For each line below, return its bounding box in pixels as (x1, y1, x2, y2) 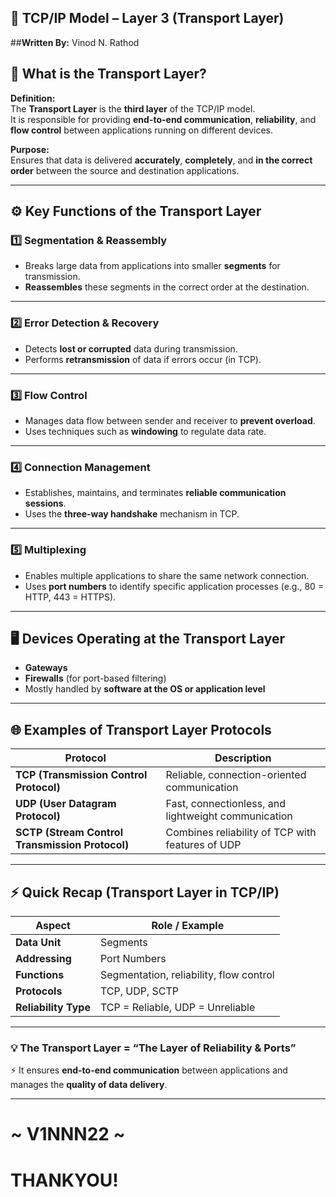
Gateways (24, 662, 68, 674)
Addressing (15, 951, 72, 965)
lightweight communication (165, 809, 293, 823)
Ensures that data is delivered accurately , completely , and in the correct (10, 154, 313, 166)
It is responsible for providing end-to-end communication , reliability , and (10, 113, 317, 125)
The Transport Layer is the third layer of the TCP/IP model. (10, 102, 256, 115)
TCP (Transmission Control (15, 768, 148, 782)
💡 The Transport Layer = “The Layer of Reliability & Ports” (10, 1041, 297, 1055)
